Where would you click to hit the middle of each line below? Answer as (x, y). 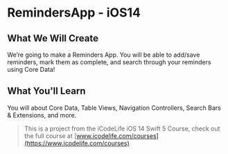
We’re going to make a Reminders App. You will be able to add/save (104, 55)
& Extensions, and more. (42, 115)
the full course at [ (50, 135)
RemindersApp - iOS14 (74, 13)
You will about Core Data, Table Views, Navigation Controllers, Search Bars (114, 108)
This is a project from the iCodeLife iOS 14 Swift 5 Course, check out (122, 128)
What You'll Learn (46, 91)
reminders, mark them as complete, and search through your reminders (109, 62)
